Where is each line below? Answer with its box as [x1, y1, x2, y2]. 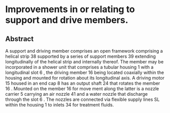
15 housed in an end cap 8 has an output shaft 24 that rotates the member [5, 80, 160, 86]
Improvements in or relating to [5, 4, 135, 15]
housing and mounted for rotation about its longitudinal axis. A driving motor [5, 75, 165, 81]
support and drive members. [5, 14, 128, 26]
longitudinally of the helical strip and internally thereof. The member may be [5, 59, 164, 64]
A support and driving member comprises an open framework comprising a [5, 48, 163, 54]
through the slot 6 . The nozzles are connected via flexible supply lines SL [5, 96, 160, 102]
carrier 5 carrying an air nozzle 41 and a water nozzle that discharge [5, 91, 148, 97]
